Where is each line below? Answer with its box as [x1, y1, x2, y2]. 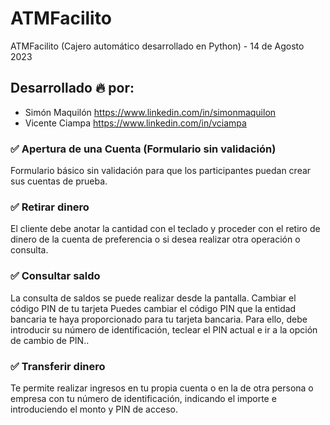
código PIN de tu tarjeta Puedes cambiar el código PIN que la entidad [10, 302, 297, 314]
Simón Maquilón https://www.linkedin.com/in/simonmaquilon [24, 106, 277, 118]
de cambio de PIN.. [10, 334, 90, 346]
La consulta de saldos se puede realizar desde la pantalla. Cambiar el [10, 292, 297, 304]
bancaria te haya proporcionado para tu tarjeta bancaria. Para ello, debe [10, 313, 308, 325]
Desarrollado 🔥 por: [10, 80, 135, 97]
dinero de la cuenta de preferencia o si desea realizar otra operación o [10, 233, 301, 246]
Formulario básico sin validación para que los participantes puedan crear [10, 165, 312, 177]
